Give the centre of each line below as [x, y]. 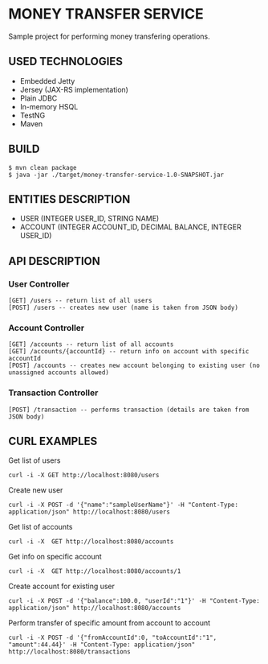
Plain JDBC [39, 98]
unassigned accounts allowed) [59, 373]
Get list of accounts [41, 527]
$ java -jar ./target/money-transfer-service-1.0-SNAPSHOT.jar [116, 175]
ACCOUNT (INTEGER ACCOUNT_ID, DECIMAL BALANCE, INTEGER [131, 227]
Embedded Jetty [47, 80]
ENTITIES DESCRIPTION [69, 199]
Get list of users [35, 460]
